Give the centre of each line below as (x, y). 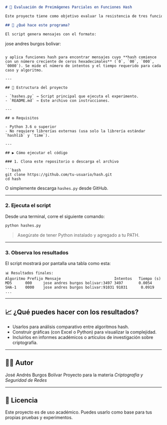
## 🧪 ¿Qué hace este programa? (38, 25)
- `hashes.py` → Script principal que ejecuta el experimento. (72, 96)
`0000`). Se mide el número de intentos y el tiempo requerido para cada (83, 66)
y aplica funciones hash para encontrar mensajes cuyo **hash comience (81, 57)
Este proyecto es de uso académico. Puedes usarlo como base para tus (79, 412)
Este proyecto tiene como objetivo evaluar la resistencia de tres (77, 16)
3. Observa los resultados (37, 253)
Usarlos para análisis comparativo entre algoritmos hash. (71, 327)
